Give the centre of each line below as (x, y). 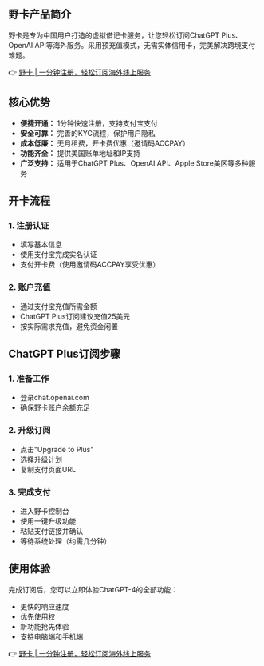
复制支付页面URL (48, 469)
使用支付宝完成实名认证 (58, 255)
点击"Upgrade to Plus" (57, 449)
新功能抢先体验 (44, 626)
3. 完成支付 (30, 492)
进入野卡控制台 (44, 511)
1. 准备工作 (29, 379)
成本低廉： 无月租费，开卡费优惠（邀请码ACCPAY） (104, 143)
